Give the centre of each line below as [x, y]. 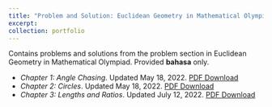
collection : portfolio [47, 31]
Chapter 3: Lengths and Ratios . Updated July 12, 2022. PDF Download [138, 95]
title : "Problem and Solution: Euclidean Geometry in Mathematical [125, 16]
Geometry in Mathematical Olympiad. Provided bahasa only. [109, 62]
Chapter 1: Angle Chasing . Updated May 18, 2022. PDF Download [129, 78]
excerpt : [23, 23]
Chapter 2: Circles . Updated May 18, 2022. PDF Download [117, 86]
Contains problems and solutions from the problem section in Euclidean [127, 54]
